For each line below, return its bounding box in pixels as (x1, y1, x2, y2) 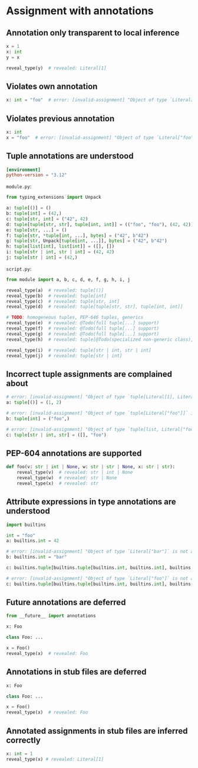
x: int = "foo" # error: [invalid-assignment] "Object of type (6, 97, 167, 103)
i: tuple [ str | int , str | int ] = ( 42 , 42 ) (6, 249, 115, 255)
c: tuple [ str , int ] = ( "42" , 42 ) (6, 216, 88, 222)
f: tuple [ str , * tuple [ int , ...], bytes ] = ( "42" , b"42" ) (6, 233, 149, 238)
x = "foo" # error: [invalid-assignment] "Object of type (6, 134, 154, 140)
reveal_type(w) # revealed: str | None (16, 475, 117, 481)
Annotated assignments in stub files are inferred (6, 726, 188, 736)
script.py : (6, 265, 32, 272)
